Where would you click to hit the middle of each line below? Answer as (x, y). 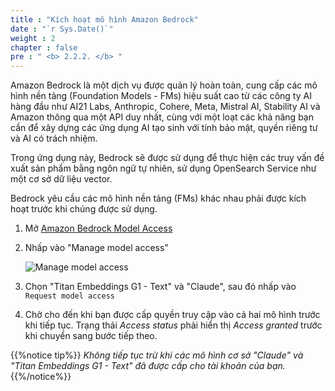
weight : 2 (33, 38)
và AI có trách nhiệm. (54, 138)
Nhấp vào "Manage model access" (96, 248)
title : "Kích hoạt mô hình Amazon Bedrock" (104, 19)
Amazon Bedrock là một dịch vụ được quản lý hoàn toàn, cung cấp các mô (164, 85)
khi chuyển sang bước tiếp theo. (91, 336)
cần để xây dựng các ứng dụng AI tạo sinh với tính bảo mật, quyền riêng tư (164, 128)
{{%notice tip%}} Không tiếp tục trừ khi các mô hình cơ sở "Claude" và (157, 355)
